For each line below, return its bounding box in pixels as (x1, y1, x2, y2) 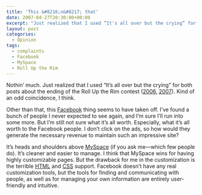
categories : (6, 31, 36, 37)
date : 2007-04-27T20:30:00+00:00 (6, 14, 91, 21)
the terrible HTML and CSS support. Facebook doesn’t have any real (6, 162, 177, 170)
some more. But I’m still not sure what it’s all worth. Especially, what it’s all (6, 119, 190, 126)
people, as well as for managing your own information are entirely (6, 176, 170, 183)
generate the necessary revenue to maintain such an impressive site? (6, 132, 180, 139)
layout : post (6, 25, 39, 32)
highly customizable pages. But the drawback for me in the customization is (6, 156, 195, 164)
